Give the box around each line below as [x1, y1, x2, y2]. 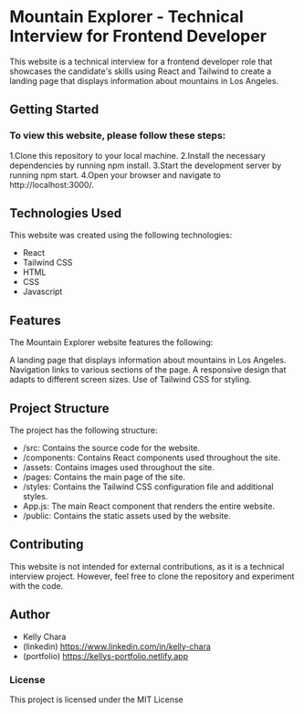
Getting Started [9, 102, 100, 118]
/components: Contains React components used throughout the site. [22, 452, 281, 463]
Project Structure [9, 400, 110, 416]
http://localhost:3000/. [9, 179, 94, 190]
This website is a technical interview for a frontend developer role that [9, 56, 273, 67]
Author [9, 607, 50, 623]
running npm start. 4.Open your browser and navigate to [9, 169, 222, 180]
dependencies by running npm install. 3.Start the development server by [9, 160, 282, 171]
